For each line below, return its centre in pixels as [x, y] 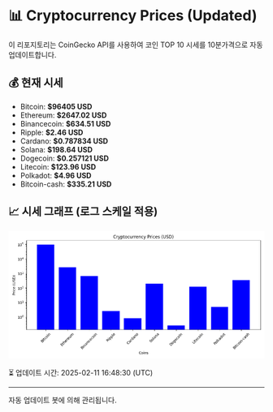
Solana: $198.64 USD [56, 149]
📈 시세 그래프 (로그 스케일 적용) [83, 212]
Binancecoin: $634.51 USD [65, 123]
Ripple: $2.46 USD [52, 132]
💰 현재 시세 [36, 83]
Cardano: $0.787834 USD [64, 141]
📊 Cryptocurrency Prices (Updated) [133, 16]
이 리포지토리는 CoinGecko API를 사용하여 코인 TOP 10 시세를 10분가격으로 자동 [136, 45]
